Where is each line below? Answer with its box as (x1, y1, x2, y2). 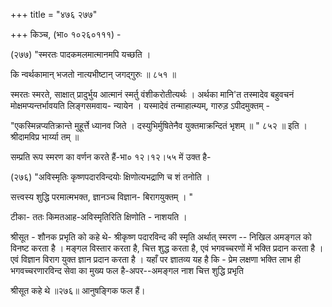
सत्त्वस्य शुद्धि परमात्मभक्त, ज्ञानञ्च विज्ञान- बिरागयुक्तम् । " (10, 191, 194, 203)
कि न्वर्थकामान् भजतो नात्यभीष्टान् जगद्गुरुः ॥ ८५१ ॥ (10, 69, 177, 80)
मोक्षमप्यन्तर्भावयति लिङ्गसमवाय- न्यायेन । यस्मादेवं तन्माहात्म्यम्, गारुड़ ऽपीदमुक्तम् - (10, 100, 270, 111)
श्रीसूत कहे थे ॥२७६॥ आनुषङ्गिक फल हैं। (10, 285, 146, 296)
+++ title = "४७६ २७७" (10, 9, 98, 20)
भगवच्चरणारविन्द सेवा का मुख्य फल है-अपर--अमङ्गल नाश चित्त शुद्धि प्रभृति (10, 265, 244, 276)
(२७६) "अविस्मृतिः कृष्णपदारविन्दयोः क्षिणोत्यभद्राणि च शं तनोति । (10, 171, 211, 183)
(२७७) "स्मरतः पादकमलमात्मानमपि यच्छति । (10, 49, 152, 60)
